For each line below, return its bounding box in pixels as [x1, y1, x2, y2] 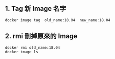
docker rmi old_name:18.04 [5, 45, 60, 50]
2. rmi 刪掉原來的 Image [5, 32, 78, 40]
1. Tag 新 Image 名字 [5, 4, 67, 13]
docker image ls [5, 49, 38, 54]
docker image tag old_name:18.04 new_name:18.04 [5, 17, 111, 23]
